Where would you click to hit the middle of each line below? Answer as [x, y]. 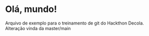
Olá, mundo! [31, 9]
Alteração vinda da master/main [38, 28]
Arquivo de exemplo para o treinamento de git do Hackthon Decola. [74, 23]
